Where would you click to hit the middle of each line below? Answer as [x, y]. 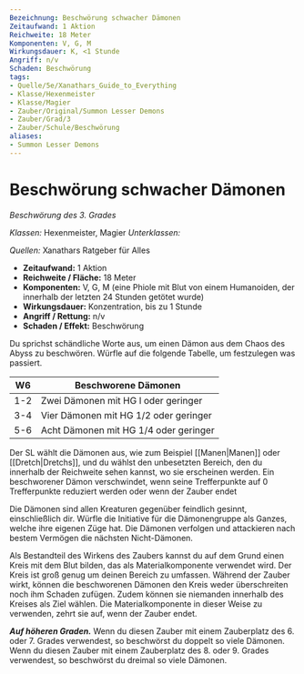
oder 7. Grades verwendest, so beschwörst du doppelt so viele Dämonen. [147, 640]
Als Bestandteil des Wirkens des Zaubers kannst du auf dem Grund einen [147, 555]
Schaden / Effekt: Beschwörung [83, 326]
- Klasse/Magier [40, 102]
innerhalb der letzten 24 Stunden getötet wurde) [113, 297]
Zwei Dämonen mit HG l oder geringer [122, 400]
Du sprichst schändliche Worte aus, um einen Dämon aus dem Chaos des [147, 343]
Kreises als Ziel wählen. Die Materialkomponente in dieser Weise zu [136, 604]
